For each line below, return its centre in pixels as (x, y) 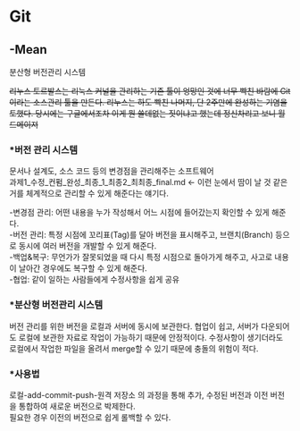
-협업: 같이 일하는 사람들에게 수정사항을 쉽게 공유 (95, 280)
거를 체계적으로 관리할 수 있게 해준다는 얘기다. (89, 193)
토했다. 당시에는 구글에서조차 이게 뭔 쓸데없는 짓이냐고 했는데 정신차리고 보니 (143, 113)
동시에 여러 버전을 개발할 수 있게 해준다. (87, 246)
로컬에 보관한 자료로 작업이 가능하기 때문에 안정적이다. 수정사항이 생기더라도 (151, 337)
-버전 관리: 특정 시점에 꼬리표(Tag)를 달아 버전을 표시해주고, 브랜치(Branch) (142, 235)
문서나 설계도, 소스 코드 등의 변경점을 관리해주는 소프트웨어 (112, 171)
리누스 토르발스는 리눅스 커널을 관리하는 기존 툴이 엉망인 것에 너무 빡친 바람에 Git (150, 91)
